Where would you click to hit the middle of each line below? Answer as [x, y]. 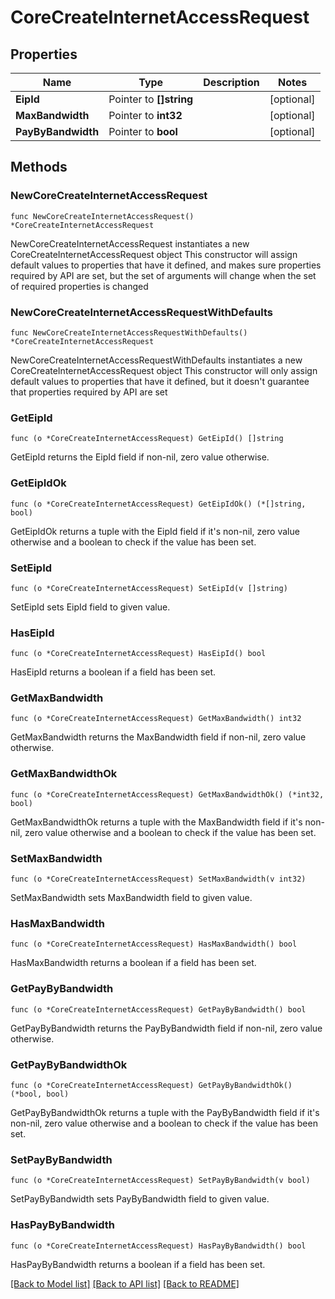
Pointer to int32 [145, 115]
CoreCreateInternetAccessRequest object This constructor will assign [154, 254]
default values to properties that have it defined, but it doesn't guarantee [160, 381]
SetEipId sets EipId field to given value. [90, 607]
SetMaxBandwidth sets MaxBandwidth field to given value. [131, 898]
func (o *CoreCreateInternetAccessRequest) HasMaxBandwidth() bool [154, 944]
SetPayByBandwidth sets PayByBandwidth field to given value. [140, 1199]
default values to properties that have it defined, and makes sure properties [166, 265]
